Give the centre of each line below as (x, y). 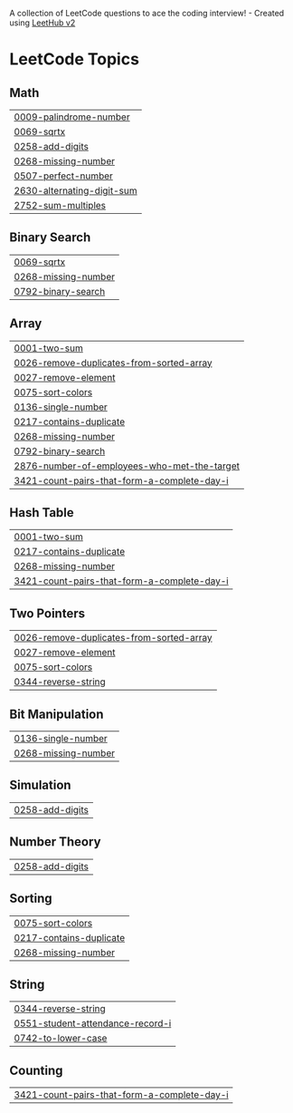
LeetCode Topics (75, 59)
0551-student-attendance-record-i (93, 1023)
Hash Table (42, 513)
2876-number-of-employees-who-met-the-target (127, 466)
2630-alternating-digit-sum (76, 191)
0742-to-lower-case (61, 1039)
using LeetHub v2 (43, 23)
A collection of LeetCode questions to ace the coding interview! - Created (147, 13)
